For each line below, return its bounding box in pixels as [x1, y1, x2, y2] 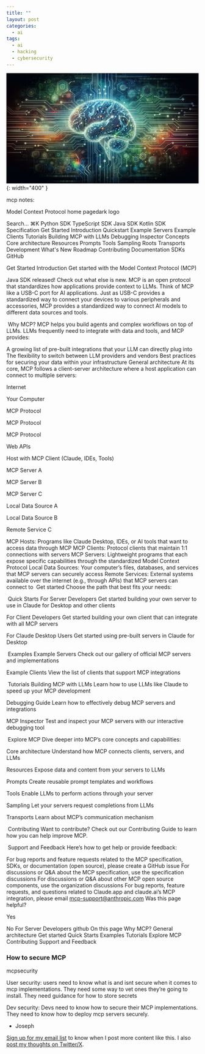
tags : [6, 36, 20, 42]
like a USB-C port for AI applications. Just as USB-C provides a [6, 289, 165, 297]
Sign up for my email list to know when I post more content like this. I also [6, 1034, 191, 1041]
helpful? [6, 901, 27, 908]
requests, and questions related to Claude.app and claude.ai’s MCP [6, 888, 176, 895]
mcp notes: [6, 196, 35, 203]
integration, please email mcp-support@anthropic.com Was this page [6, 895, 181, 902]
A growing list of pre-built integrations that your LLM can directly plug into [6, 345, 193, 352]
